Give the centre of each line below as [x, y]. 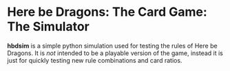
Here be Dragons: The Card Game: [107, 12]
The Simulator [48, 27]
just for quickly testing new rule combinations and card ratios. [95, 60]
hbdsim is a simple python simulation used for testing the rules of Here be [113, 45]
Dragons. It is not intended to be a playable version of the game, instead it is [115, 53]
